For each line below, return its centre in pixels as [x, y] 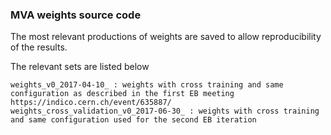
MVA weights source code [76, 15]
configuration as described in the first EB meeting [122, 94]
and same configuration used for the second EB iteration [133, 120]
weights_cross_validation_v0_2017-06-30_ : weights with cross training [165, 111]
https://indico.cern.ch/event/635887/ [91, 103]
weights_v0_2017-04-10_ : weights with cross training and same [147, 85]
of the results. [39, 47]
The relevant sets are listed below [80, 67]
